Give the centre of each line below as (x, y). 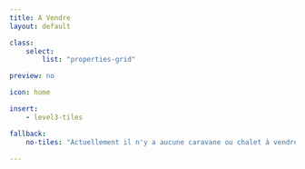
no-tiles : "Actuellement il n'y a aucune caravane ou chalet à (148, 142)
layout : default (40, 26)
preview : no (32, 76)
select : (40, 51)
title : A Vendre (40, 18)
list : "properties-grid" (89, 60)
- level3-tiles (54, 117)
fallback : (28, 134)
